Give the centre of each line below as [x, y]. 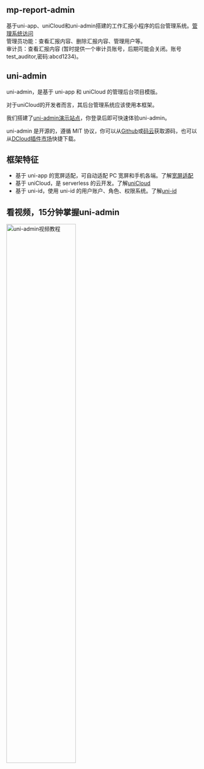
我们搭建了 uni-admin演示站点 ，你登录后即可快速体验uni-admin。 [88, 118]
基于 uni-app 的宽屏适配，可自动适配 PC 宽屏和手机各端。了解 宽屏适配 [104, 176]
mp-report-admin [41, 10]
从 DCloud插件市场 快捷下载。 [43, 138]
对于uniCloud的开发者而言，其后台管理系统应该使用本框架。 [82, 104]
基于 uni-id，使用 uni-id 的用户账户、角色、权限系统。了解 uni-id [96, 191]
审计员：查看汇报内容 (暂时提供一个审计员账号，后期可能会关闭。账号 [94, 49]
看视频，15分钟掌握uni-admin [63, 212]
